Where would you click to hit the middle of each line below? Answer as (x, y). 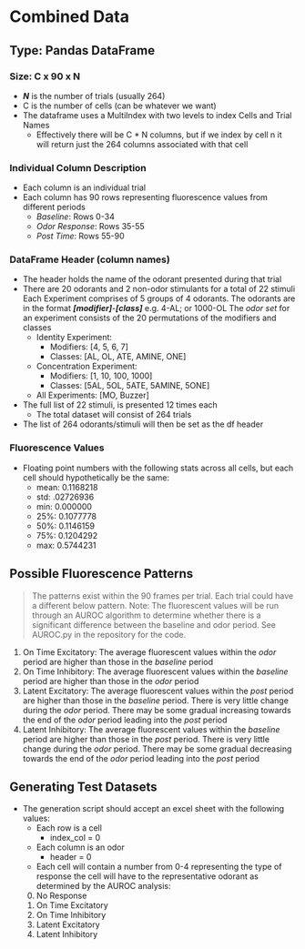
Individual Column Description (78, 167)
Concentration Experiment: (87, 367)
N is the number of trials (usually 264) (94, 96)
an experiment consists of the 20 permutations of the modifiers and (149, 318)
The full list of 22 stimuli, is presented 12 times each (120, 405)
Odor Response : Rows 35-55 (91, 227)
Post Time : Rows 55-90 (80, 236)
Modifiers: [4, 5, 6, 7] (89, 347)
